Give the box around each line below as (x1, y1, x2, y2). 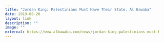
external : (5, 29, 25, 34)
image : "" (5, 25, 25, 30)
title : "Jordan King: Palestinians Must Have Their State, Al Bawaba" (5, 7, 152, 12)
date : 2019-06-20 (5, 12, 41, 16)
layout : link (5, 16, 32, 21)
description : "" (5, 20, 38, 26)
